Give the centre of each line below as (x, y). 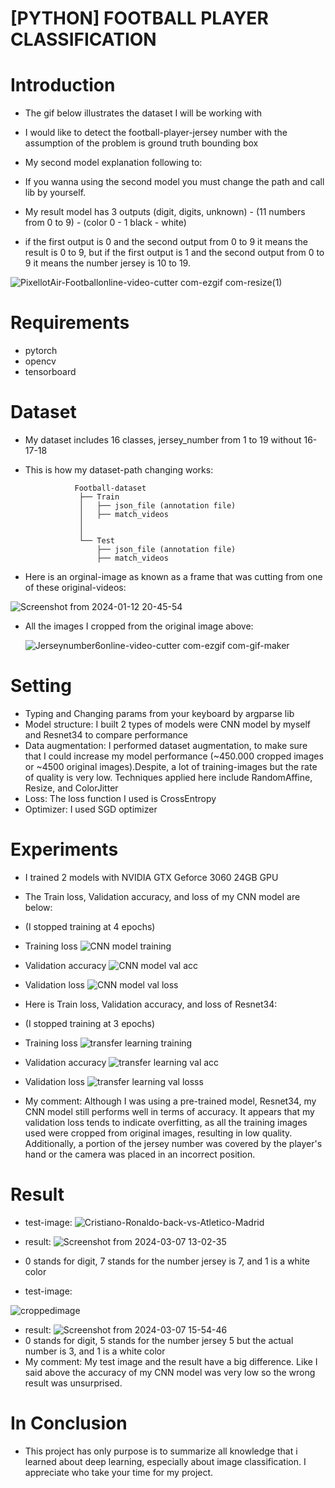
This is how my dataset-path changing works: (119, 470)
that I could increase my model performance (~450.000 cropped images (174, 756)
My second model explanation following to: (113, 163)
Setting (41, 686)
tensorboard (50, 372)
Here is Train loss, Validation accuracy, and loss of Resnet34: (151, 1004)
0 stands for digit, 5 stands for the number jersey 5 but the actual (159, 1340)
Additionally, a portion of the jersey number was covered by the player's (173, 1143)
